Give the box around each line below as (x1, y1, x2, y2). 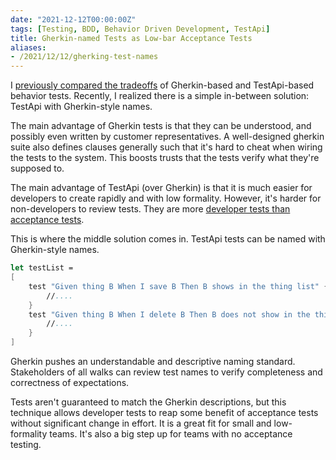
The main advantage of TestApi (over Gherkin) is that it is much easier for (10, 182, 313, 194)
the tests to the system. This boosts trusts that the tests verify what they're (10, 152, 320, 164)
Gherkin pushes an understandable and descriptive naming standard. (10, 356, 296, 367)
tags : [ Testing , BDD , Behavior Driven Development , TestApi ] (10, 24, 271, 34)
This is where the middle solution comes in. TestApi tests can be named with (10, 233, 326, 245)
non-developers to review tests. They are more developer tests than (10, 203, 291, 215)
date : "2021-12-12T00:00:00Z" (10, 14, 137, 25)
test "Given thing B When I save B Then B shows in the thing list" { (28, 281, 329, 291)
